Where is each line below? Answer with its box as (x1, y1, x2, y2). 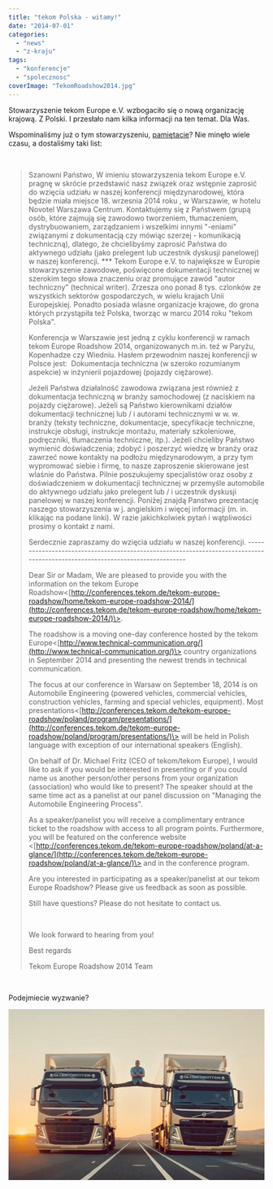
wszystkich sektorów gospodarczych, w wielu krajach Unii (28, 291, 225, 300)
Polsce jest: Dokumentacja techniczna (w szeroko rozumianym (28, 358, 241, 368)
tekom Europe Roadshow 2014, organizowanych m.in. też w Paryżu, (28, 341, 256, 351)
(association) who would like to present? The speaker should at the (28, 781, 253, 791)
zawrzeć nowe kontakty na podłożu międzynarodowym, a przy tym (28, 452, 253, 461)
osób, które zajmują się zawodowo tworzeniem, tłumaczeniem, (28, 212, 239, 223)
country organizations (183, 646, 258, 656)
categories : (8, 30, 49, 38)
